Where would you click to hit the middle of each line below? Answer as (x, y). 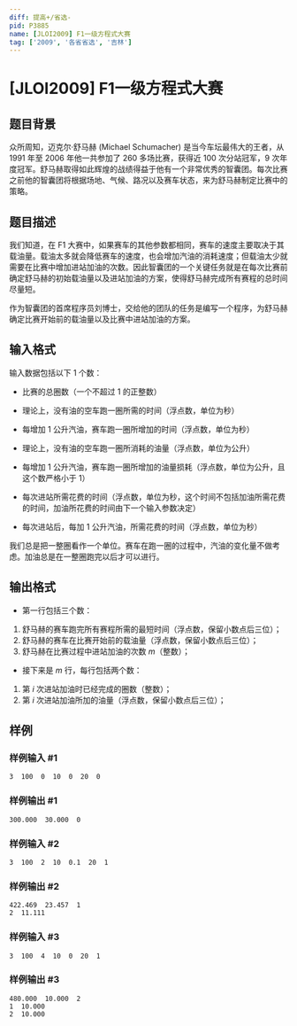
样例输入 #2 (34, 843)
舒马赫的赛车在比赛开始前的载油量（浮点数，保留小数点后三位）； (140, 640)
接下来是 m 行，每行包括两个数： (82, 670)
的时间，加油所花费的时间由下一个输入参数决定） (111, 508)
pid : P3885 (29, 26)
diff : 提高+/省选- (41, 17)
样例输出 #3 (34, 980)
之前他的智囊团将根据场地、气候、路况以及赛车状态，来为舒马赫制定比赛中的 (148, 180)
